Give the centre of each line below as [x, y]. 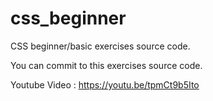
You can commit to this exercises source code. [106, 65]
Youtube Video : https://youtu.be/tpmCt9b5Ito [105, 84]
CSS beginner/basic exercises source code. [100, 46]
